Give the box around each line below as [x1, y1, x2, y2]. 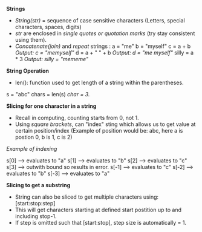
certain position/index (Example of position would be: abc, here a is [15, 127, 183, 134]
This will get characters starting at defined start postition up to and [15, 206, 181, 213]
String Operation [6, 67, 50, 75]
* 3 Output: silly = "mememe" [15, 56, 89, 62]
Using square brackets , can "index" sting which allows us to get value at [15, 121, 196, 128]
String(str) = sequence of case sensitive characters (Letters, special [15, 17, 186, 24]
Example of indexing [6, 145, 57, 152]
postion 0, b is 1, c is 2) [15, 133, 73, 141]
